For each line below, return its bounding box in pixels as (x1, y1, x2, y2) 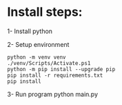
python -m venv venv (7, 53, 67, 61)
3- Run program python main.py (7, 90, 99, 98)
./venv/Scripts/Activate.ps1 (7, 59, 91, 66)
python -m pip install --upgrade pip (7, 66, 116, 73)
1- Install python (7, 27, 53, 35)
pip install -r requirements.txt (7, 72, 103, 79)
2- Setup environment (7, 40, 70, 48)
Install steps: (7, 4, 83, 20)
